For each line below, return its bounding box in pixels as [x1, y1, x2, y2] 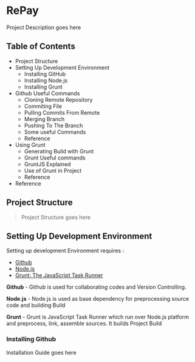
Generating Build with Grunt [24, 147, 94, 155]
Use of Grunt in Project [24, 167, 82, 174]
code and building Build [6, 301, 66, 309]
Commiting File [24, 102, 63, 110]
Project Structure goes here [21, 213, 91, 221]
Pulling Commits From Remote [24, 109, 100, 116]
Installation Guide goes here [6, 349, 77, 356]
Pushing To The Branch [24, 122, 83, 129]
